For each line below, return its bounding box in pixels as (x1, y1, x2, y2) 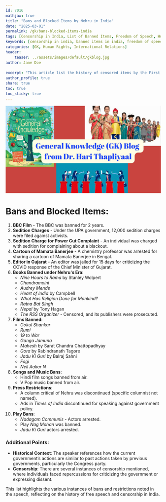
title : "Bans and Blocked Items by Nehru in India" (5, 18, 114, 23)
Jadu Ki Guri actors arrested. (20, 427, 79, 433)
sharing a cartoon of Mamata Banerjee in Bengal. (12, 254, 112, 260)
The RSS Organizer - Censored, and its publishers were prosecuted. (20, 311, 159, 317)
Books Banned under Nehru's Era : (12, 270, 84, 275)
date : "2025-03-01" (5, 24, 46, 29)
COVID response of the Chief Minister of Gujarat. (12, 264, 112, 270)
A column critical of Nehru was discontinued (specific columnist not (20, 390, 158, 396)
